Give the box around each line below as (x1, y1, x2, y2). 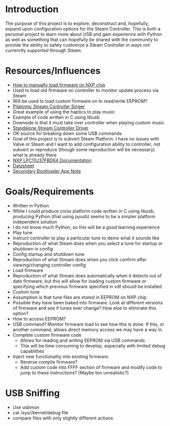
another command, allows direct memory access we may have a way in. (12, 326, 163, 333)
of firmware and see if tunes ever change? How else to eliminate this (12, 305, 156, 311)
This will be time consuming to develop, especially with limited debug (20, 342, 165, 348)
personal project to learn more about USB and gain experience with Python (5, 31, 162, 37)
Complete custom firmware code (12, 332, 82, 338)
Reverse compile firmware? (20, 359, 78, 365)
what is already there (12, 152, 57, 158)
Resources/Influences (5, 65, 100, 77)
